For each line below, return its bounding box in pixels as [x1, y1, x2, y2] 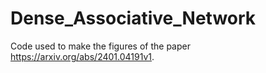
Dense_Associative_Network [10, 7, 257, 30]
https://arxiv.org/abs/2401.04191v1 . [10, 50, 155, 62]
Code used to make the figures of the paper [10, 40, 191, 52]
